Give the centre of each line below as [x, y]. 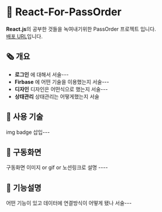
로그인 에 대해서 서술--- [42, 74]
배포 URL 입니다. [24, 36]
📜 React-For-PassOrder [64, 12]
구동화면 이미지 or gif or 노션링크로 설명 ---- [57, 167]
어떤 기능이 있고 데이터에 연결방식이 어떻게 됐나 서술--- [69, 203]
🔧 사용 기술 [25, 117]
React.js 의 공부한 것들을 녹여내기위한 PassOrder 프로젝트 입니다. [81, 29]
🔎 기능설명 [24, 188]
